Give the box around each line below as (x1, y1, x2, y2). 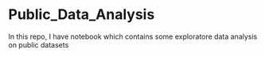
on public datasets (8, 40, 69, 49)
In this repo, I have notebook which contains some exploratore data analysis (8, 32, 258, 41)
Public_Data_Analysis (8, 6, 155, 24)
